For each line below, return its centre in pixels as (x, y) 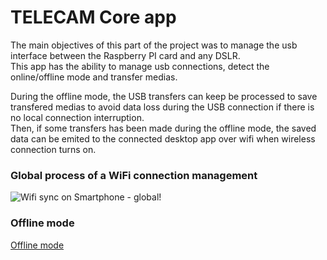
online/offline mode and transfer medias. (94, 77)
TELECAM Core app (93, 17)
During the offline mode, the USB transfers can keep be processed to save (164, 96)
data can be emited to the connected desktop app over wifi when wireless (163, 138)
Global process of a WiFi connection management (134, 175)
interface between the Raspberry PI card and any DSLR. (125, 55)
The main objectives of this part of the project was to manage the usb (154, 45)
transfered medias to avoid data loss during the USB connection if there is (162, 107)
